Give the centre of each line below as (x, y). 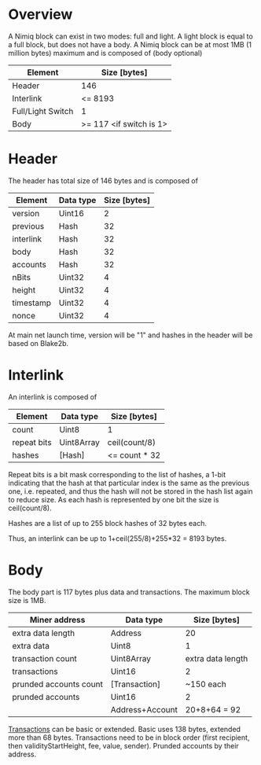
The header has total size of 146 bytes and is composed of (103, 180)
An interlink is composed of (53, 397)
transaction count (44, 658)
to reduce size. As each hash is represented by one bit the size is (114, 499)
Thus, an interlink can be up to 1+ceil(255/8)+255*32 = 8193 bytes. (118, 538)
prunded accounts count (58, 684)
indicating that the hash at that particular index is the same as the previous (129, 483)
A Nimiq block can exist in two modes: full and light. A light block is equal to (130, 36)
